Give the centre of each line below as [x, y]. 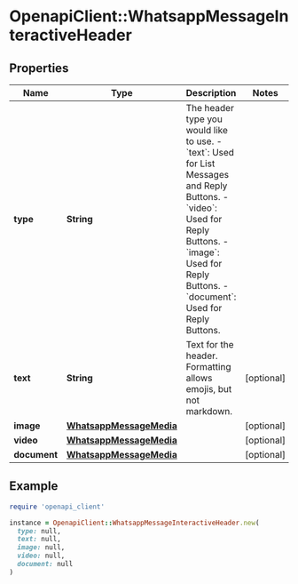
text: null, [39, 540]
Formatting [208, 367]
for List [200, 164]
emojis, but [209, 389]
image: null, [41, 548]
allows [199, 378]
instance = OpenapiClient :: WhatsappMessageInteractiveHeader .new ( [134, 523]
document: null [45, 564]
